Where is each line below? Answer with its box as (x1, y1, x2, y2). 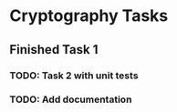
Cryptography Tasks (9, 5, 169, 26)
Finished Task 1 (9, 42, 99, 57)
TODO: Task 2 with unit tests (9, 69, 139, 82)
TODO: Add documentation (9, 93, 132, 106)
